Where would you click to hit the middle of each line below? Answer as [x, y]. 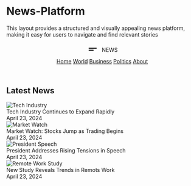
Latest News [30, 91]
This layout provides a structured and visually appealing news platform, [96, 28]
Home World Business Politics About [102, 61]
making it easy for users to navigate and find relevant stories [82, 34]
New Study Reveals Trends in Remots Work [61, 170]
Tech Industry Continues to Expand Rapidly [61, 112]
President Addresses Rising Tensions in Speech [66, 151]
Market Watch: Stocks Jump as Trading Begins [65, 131]
